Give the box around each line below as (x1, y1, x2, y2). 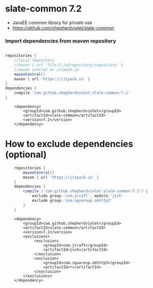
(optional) (5, 149, 47, 160)
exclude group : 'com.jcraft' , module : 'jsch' (31, 193, 124, 198)
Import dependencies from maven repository (5, 37, 116, 44)
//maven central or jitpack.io (14, 67, 79, 72)
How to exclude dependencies (5, 138, 134, 150)
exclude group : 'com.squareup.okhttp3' (31, 198, 113, 203)
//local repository (14, 58, 55, 63)
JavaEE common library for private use (12, 20, 92, 26)
